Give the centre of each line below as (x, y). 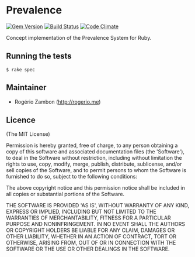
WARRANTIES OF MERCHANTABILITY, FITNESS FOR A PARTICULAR (88, 218)
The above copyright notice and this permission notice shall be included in (95, 188)
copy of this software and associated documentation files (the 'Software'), (95, 152)
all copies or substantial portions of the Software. (65, 194)
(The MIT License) (28, 134)
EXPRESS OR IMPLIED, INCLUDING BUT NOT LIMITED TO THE (81, 212)
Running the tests (39, 56)
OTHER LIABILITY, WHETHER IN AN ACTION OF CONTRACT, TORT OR (91, 237)
